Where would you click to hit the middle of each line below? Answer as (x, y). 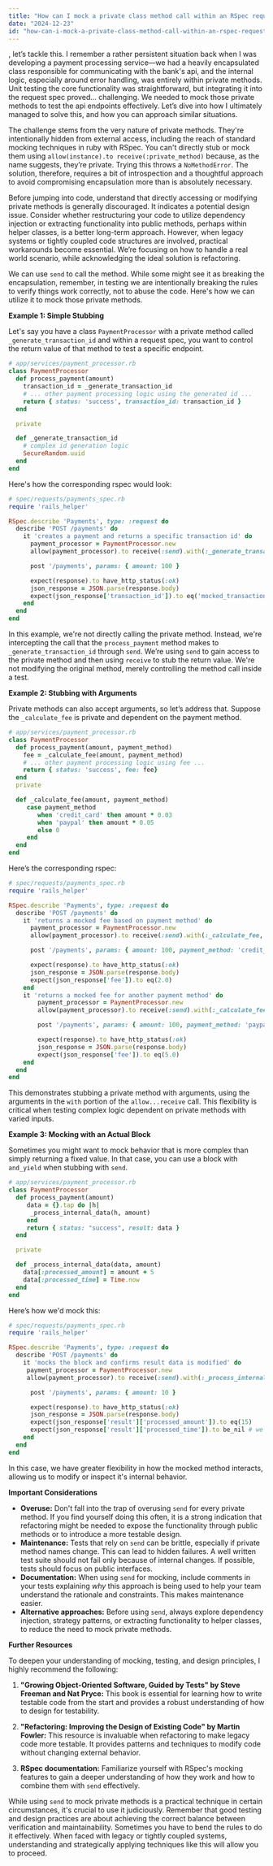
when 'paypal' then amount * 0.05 (96, 822)
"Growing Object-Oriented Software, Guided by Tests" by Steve (130, 1685)
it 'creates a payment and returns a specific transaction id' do (138, 536)
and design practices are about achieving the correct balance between (127, 1818)
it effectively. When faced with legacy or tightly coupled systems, (118, 1836)
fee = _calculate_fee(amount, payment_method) (103, 755)
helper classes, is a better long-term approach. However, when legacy (126, 232)
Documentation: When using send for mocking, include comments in (135, 1577)
